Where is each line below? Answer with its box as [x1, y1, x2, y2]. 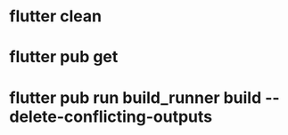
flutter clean [9, 6, 103, 27]
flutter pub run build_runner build [9, 87, 262, 107]
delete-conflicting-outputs [9, 107, 212, 126]
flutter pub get [9, 47, 119, 67]
